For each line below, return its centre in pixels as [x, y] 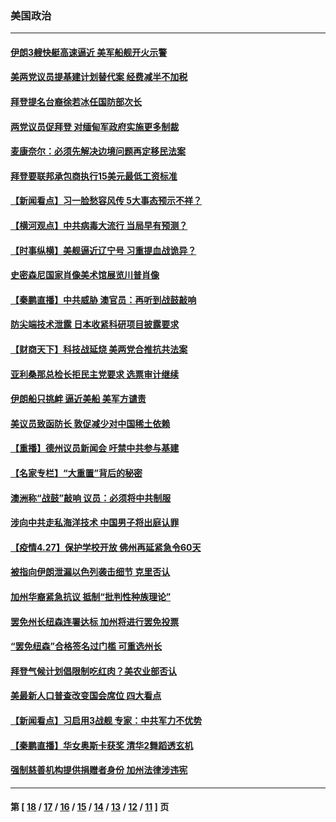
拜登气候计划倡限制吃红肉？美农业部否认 [93, 671]
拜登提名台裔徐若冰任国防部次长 [76, 102]
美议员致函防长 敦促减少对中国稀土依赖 [90, 423]
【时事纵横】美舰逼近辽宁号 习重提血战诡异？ [103, 250]
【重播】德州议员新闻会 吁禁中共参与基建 [95, 448]
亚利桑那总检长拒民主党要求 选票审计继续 [95, 374]
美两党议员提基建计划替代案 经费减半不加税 [99, 77]
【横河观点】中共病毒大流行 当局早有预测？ [99, 226]
